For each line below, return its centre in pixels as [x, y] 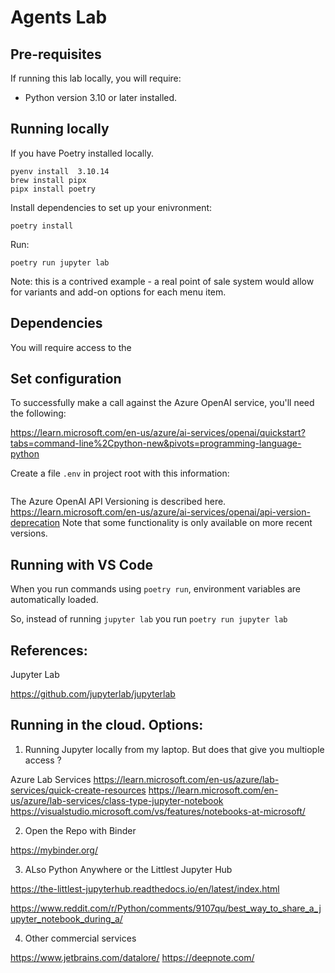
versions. [29, 533]
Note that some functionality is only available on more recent [187, 523]
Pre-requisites [56, 54]
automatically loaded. [54, 600]
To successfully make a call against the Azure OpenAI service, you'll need [162, 403]
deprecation [35, 523]
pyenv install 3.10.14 [60, 171]
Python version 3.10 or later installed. [101, 97]
